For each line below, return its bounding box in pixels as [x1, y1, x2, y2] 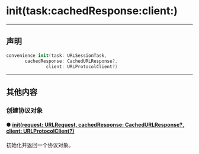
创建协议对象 [6, 106, 43, 114]
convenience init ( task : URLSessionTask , [6, 52, 108, 59]
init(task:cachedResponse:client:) [6, 4, 178, 18]
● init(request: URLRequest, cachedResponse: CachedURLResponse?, [6, 121, 185, 129]
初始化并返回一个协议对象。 [6, 141, 74, 149]
